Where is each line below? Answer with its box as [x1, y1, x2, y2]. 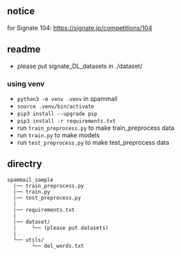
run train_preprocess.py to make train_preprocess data [16, 124, 175, 132]
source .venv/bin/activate [16, 103, 95, 110]
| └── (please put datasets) [13, 224, 109, 231]
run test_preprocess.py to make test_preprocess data [16, 138, 169, 146]
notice [7, 5, 36, 17]
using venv [7, 79, 45, 89]
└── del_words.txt [32, 242, 84, 249]
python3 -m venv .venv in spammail [16, 94, 118, 102]
